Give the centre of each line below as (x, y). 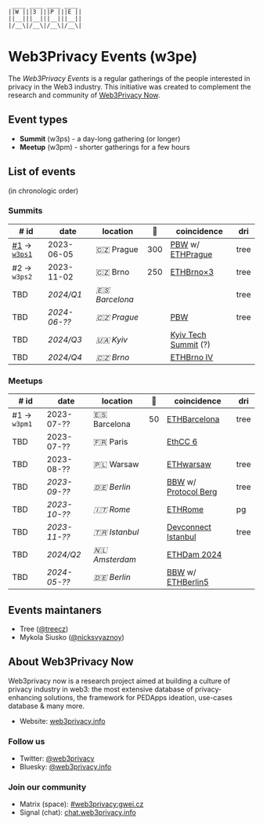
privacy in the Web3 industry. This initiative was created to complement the (130, 86)
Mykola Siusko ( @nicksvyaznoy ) (72, 637)
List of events (42, 172)
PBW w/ (185, 244)
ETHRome (186, 509)
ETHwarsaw (189, 465)
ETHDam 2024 (195, 555)
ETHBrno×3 (192, 272)
